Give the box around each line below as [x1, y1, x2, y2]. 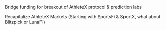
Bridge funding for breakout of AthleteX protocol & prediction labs [5, 4, 142, 10]
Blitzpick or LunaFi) [5, 19, 45, 25]
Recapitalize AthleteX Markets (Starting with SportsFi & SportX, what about [5, 14, 161, 19]
